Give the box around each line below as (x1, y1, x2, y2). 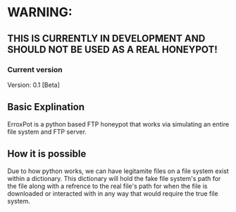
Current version (7, 64, 63, 74)
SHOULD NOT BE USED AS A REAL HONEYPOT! (7, 43, 218, 55)
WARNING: (7, 4, 73, 20)
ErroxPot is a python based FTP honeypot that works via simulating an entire (7, 119, 230, 128)
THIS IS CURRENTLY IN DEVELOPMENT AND (7, 33, 206, 45)
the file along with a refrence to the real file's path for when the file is (7, 182, 208, 190)
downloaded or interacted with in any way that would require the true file (7, 189, 218, 198)
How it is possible (7, 148, 87, 160)
